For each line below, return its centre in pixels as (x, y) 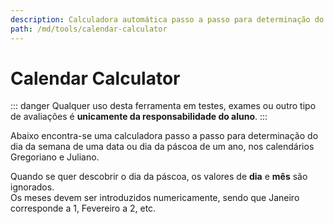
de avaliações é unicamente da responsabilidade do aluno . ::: (139, 117)
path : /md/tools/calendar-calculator (89, 29)
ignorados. (32, 187)
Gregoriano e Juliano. (55, 157)
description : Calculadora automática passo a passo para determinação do (167, 19)
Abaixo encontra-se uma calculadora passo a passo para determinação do (164, 136)
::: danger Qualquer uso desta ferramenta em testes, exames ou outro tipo (163, 106)
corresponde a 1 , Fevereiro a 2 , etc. (83, 208)
